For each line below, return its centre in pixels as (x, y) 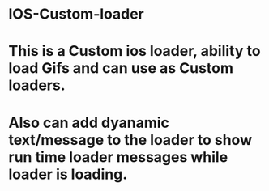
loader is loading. (68, 174)
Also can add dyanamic (89, 123)
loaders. (37, 85)
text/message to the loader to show (130, 140)
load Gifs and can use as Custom (121, 68)
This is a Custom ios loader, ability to (134, 51)
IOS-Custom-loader (76, 14)
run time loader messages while (118, 157)
